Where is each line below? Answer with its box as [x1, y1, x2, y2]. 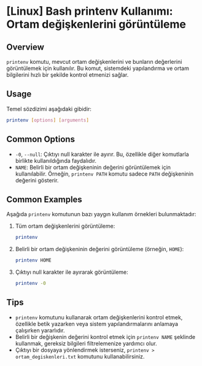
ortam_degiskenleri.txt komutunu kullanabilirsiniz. [15, 352, 145, 360]
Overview [6, 42, 45, 52]
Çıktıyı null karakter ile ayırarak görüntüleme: [15, 268, 129, 276]
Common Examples [6, 194, 83, 204]
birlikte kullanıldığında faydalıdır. [15, 157, 97, 164]
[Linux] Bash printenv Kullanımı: [6, 4, 173, 18]
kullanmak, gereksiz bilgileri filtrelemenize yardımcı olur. [15, 340, 158, 347]
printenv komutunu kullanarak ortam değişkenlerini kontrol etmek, [15, 313, 183, 321]
